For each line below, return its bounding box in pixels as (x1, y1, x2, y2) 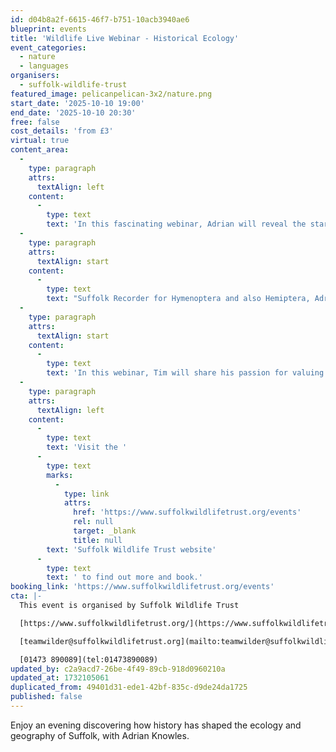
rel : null (73, 517, 114, 527)
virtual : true (10, 136, 70, 146)
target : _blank (73, 526, 137, 536)
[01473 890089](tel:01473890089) (19, 654, 159, 665)
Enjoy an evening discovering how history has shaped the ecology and (10, 719, 302, 731)
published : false (10, 692, 83, 702)
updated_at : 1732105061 (10, 673, 110, 683)
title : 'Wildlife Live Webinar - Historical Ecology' (10, 33, 240, 43)
